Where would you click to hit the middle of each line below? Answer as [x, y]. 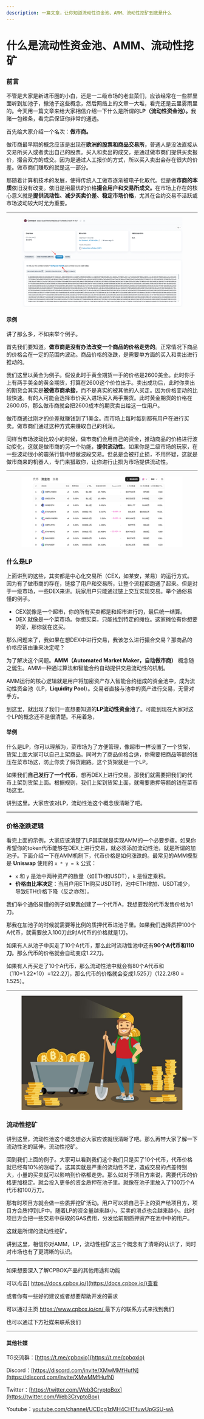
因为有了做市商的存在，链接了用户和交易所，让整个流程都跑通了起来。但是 [99, 584]
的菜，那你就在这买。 [42, 627]
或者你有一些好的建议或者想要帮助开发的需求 [62, 1296]
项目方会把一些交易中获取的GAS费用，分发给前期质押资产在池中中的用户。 [100, 1218]
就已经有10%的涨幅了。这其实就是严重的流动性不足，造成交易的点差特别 [97, 1167]
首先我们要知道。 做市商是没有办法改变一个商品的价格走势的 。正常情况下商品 [102, 347]
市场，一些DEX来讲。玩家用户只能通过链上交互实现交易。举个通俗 [105, 591]
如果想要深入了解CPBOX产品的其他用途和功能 [63, 1270]
